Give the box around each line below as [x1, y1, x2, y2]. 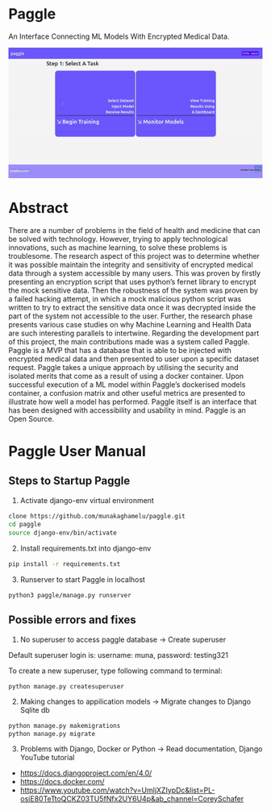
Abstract [8, 198, 69, 217]
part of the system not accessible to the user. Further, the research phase [8, 311, 253, 321]
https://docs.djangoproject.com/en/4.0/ [19, 767, 152, 778]
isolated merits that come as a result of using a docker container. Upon [8, 371, 244, 381]
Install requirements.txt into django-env [19, 543, 152, 553]
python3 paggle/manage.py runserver [8, 592, 131, 600]
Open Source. [8, 414, 55, 423]
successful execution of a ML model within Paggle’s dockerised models [8, 380, 246, 389]
